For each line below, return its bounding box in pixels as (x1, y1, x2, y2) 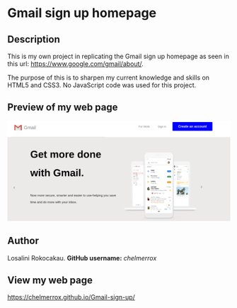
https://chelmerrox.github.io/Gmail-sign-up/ (7, 293, 136, 302)
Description (7, 33, 60, 45)
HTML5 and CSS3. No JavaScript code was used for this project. (7, 81, 197, 89)
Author (7, 235, 39, 247)
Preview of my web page (7, 101, 118, 114)
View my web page (7, 274, 93, 286)
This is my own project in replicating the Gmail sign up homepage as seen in (7, 52, 230, 60)
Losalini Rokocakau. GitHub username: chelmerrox (7, 253, 157, 262)
